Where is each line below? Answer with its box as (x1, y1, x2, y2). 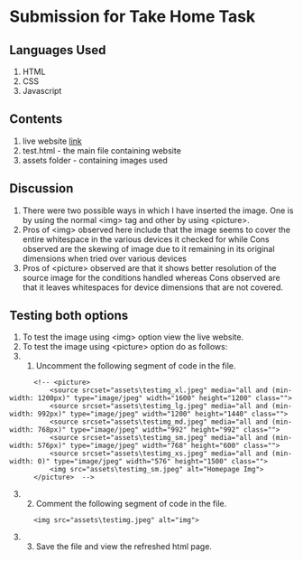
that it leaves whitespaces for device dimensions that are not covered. (22, 282, 284, 293)
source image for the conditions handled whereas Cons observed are (22, 272, 281, 283)
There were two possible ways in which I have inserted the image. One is (22, 205, 294, 216)
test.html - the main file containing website (22, 145, 182, 155)
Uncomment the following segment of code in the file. (35, 360, 236, 371)
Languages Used (9, 42, 106, 58)
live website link (22, 136, 83, 146)
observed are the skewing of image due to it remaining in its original (22, 243, 275, 254)
